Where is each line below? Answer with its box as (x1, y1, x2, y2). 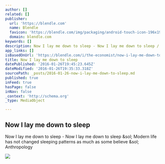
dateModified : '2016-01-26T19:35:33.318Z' (5, 67, 93, 71)
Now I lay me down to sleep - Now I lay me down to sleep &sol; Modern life (5, 133, 157, 140)
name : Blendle (9, 25, 38, 30)
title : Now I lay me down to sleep (5, 57, 78, 62)
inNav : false (5, 89, 32, 94)
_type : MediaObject (5, 98, 45, 103)
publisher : (5, 16, 27, 21)
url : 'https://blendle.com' (9, 21, 67, 26)
